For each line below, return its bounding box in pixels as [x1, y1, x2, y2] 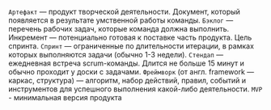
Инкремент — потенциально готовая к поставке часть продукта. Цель [8, 32, 252, 42]
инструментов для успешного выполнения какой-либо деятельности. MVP [8, 84, 263, 94]
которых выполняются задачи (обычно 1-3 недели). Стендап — [8, 50, 224, 59]
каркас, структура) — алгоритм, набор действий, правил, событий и [8, 76, 247, 85]
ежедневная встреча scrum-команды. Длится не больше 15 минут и [8, 58, 245, 68]
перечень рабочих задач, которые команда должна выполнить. [8, 24, 230, 33]
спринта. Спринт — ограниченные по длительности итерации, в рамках [8, 41, 255, 51]
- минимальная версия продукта [8, 93, 123, 102]
